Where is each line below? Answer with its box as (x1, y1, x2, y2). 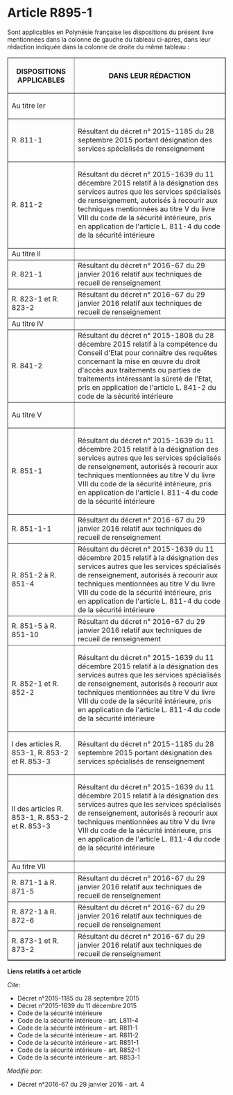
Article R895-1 (7, 5, 92, 21)
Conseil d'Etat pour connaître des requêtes (77, 347, 218, 357)
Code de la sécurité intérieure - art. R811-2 (17, 1030, 139, 1039)
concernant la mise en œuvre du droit (77, 356, 200, 366)
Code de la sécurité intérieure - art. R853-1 (17, 1053, 140, 1061)
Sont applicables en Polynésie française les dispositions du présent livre (7, 28, 214, 36)
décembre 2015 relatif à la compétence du (77, 339, 218, 349)
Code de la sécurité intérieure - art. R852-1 (17, 1046, 140, 1054)
